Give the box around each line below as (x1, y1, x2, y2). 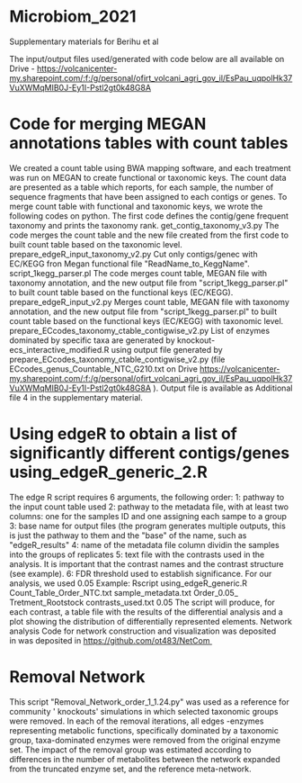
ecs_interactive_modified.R (9, 344, 110, 355)
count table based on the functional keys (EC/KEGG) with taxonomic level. (9, 315, 284, 326)
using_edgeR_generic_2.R (9, 462, 209, 482)
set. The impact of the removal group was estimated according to (9, 744, 252, 755)
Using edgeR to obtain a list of (9, 424, 238, 445)
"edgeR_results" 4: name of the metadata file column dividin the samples (9, 539, 280, 550)
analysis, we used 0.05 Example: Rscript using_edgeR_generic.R (9, 578, 248, 589)
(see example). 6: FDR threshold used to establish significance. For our (9, 568, 272, 579)
